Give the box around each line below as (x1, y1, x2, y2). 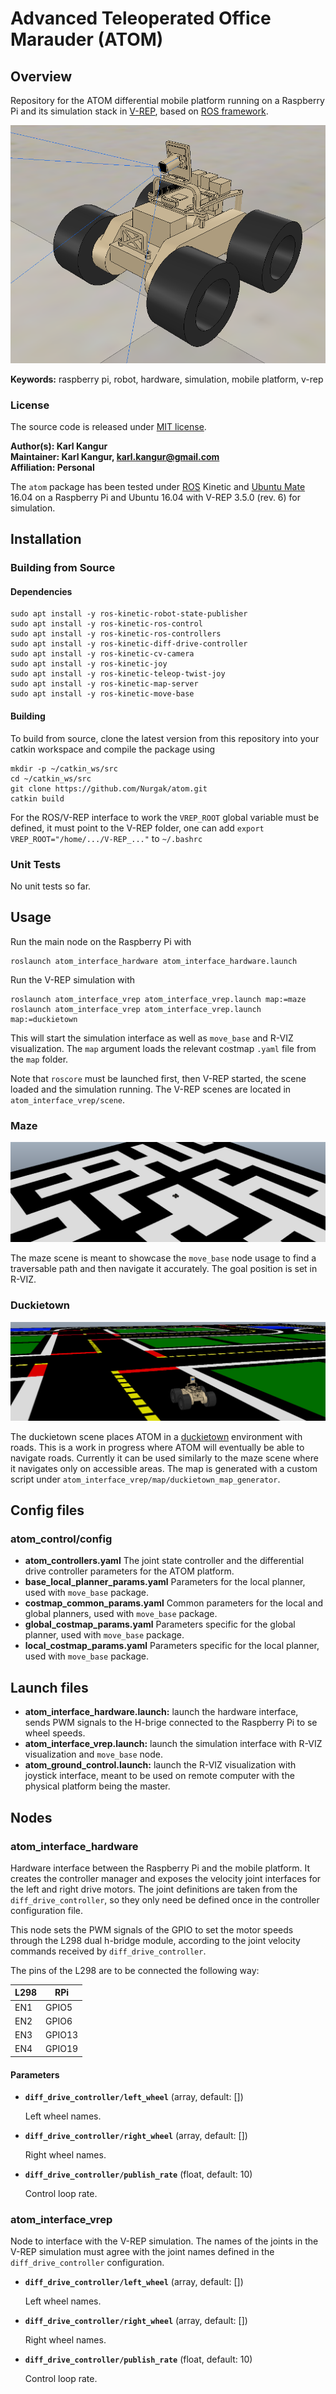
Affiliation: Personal (10, 461, 95, 473)
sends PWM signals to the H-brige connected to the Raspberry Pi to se (24, 1717, 318, 1729)
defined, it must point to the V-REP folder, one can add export (10, 822, 265, 834)
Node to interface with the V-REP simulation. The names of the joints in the (10, 2235, 319, 2247)
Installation (10, 531, 82, 548)
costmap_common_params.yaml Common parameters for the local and (24, 1597, 323, 1609)
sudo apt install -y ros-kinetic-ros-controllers (10, 629, 222, 639)
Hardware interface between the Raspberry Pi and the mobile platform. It (10, 1862, 310, 1874)
